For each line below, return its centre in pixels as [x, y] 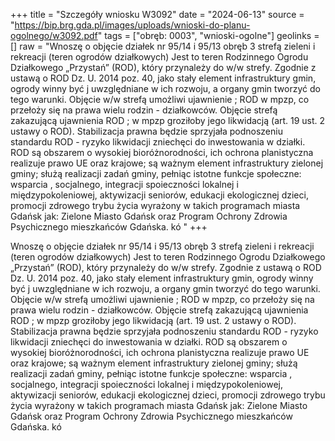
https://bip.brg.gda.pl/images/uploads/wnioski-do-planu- [132, 25]
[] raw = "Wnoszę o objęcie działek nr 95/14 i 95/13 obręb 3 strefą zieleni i [163, 46]
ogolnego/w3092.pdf [54, 35]
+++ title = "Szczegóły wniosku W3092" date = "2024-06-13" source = [157, 14]
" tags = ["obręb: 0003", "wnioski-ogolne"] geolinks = [208, 35]
